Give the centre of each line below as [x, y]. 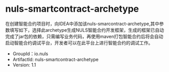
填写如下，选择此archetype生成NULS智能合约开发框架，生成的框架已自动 [87, 30]
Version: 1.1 [24, 65]
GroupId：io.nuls [30, 54]
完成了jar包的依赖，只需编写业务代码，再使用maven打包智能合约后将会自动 [84, 36]
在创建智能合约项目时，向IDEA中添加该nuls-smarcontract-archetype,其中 [82, 23]
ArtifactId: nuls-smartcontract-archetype [55, 59]
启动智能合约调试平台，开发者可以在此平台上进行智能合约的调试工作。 [79, 43]
